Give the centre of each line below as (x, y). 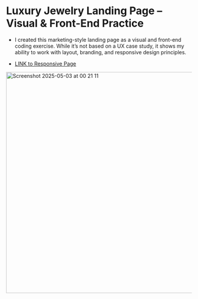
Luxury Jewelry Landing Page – (84, 11)
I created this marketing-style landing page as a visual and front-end (98, 40)
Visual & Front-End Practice (75, 23)
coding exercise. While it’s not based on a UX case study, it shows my (99, 46)
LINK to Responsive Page (45, 64)
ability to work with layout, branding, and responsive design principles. (100, 52)
